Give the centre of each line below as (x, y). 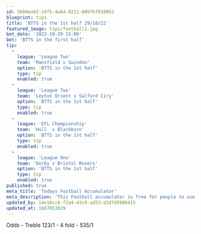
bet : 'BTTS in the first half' (45, 40)
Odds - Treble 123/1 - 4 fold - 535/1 (50, 225)
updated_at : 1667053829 (36, 208)
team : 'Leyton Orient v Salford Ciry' (66, 96)
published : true (26, 186)
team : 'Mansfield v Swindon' (54, 62)
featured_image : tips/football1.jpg (52, 29)
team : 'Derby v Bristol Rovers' (57, 163)
